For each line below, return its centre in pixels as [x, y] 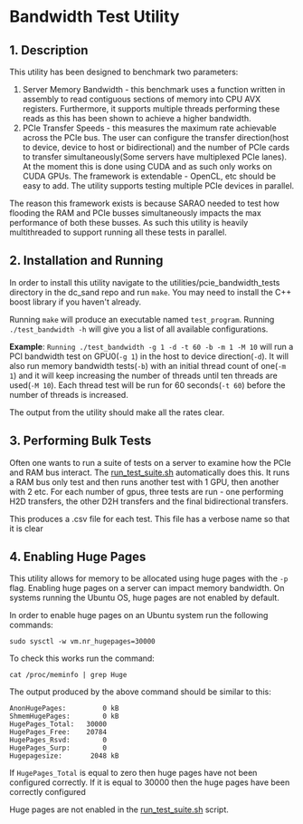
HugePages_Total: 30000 [58, 724]
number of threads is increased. [69, 394]
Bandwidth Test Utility [95, 17]
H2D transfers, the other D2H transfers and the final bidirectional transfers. [149, 501]
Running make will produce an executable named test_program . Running [142, 319]
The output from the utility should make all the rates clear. [117, 412]
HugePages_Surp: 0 [58, 748]
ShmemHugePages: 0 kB [64, 717]
